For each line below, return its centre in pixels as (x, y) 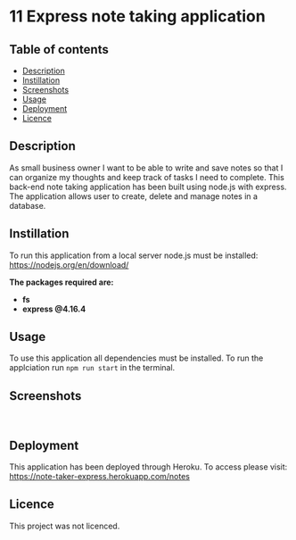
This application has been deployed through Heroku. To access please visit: (148, 467)
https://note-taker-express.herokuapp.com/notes (99, 477)
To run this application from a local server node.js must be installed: (134, 255)
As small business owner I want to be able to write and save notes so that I (146, 168)
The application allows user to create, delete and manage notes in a (134, 196)
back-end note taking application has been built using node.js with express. (148, 187)
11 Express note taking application (137, 17)
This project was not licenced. (65, 526)
